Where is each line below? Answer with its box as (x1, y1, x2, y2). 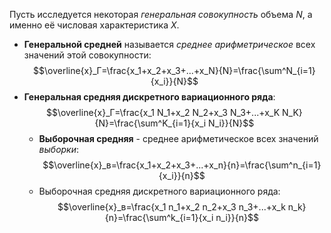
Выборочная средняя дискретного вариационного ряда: (38, 185, 281, 197)
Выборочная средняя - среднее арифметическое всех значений (38, 133, 319, 144)
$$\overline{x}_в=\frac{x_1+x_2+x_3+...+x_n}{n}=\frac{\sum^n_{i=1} (42, 159, 322, 171)
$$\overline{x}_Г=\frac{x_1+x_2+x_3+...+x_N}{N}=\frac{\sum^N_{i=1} (33, 65, 316, 76)
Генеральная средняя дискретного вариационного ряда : (23, 91, 276, 103)
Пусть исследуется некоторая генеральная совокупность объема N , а (9, 9, 313, 20)
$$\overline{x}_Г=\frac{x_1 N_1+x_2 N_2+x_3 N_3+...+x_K (45, 107, 281, 118)
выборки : (38, 144, 80, 155)
